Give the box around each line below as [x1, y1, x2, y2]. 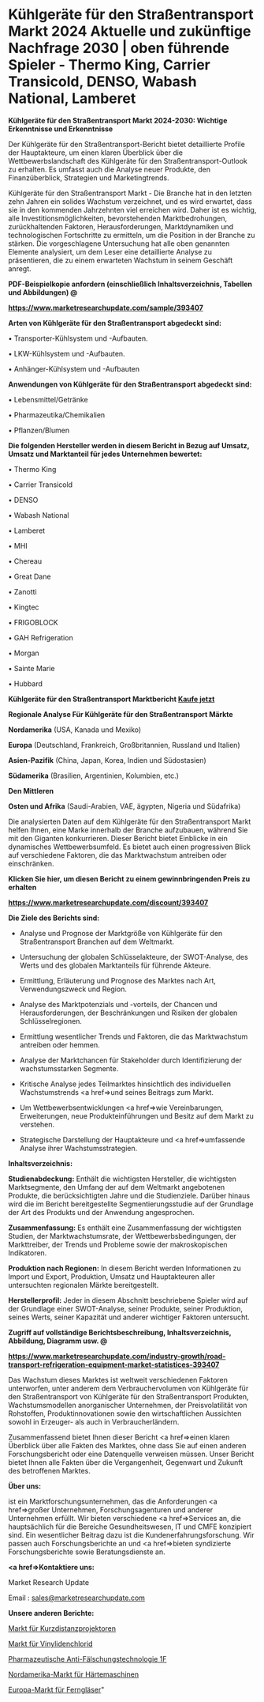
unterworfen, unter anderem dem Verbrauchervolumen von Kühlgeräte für [8, 1383, 249, 1393]
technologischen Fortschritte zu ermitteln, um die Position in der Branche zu [8, 230, 255, 240]
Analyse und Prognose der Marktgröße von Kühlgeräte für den [19, 928, 223, 938]
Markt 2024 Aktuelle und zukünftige [8, 22, 251, 40]
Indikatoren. [8, 1247, 47, 1258]
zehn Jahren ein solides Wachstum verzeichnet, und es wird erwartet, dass [8, 196, 252, 206]
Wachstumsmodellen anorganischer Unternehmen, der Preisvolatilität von [8, 1400, 247, 1410]
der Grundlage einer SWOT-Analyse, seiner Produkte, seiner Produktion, [8, 1304, 243, 1313]
